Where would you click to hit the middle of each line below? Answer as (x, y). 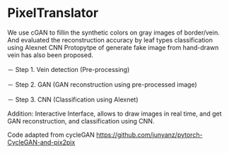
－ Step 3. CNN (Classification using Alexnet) (73, 99)
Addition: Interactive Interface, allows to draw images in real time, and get (114, 114)
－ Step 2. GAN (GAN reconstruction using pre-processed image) (102, 84)
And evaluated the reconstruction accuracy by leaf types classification (110, 39)
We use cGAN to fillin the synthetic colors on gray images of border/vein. (114, 32)
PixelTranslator (53, 13)
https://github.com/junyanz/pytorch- (149, 135)
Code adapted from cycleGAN (51, 135)
